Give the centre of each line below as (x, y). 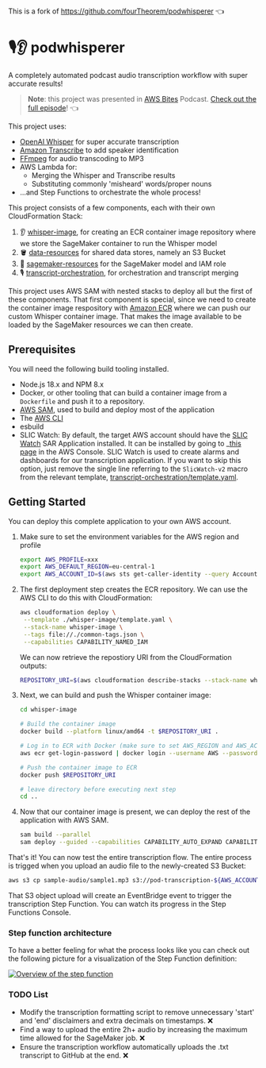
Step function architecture (60, 933)
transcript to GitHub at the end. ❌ (74, 1055)
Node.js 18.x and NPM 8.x (62, 384)
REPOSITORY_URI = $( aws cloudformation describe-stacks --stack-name (133, 680)
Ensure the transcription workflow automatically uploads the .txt (124, 1047)
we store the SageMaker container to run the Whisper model (118, 243)
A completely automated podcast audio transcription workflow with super (128, 75)
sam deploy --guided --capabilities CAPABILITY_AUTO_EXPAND (121, 842)
